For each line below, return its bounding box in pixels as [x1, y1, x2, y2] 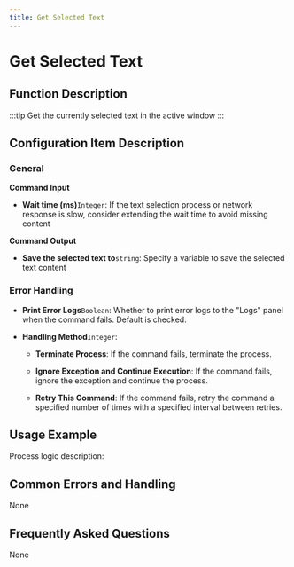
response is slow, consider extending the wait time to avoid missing [21, 209, 268, 220]
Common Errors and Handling [9, 476, 176, 492]
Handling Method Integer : [21, 331, 118, 342]
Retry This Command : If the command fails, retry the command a [35, 392, 275, 403]
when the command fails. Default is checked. [21, 314, 188, 325]
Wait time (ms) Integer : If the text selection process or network [21, 200, 253, 210]
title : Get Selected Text [9, 12, 104, 22]
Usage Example [9, 428, 97, 442]
